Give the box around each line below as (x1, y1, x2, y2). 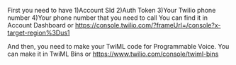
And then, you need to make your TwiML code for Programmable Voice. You (7, 42, 230, 50)
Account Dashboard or (7, 21, 74, 29)
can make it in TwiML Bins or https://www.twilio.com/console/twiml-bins (7, 49, 219, 58)
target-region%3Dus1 (7, 28, 70, 37)
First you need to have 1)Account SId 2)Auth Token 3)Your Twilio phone (7, 6, 216, 14)
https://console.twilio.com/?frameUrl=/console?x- (74, 21, 221, 29)
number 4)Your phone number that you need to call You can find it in (7, 13, 208, 22)
